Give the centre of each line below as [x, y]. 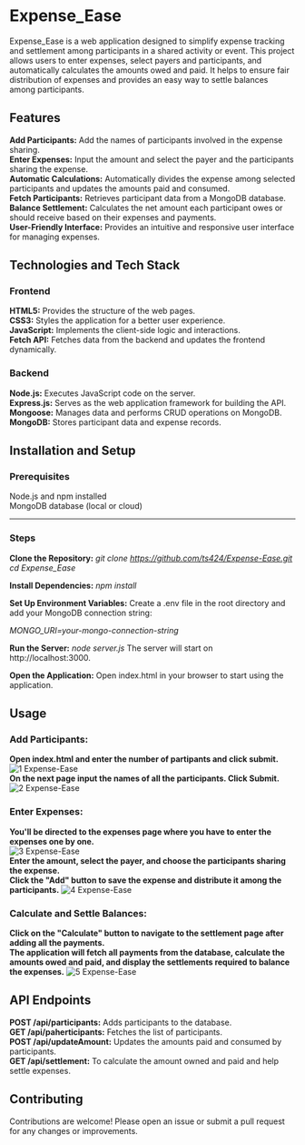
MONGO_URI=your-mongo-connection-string [94, 630]
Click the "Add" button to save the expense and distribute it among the [146, 880]
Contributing [46, 1099]
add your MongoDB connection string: [81, 613]
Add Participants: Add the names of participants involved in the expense [146, 140]
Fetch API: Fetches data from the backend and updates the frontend [138, 340]
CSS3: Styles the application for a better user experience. [118, 320]
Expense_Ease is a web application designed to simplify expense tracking [147, 41]
